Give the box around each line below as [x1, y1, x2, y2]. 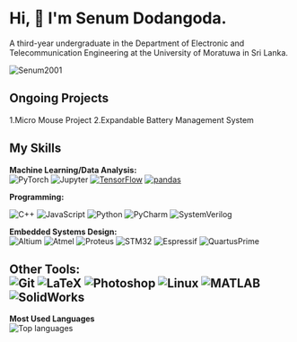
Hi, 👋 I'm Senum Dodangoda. [9, 8, 227, 29]
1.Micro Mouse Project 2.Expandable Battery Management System [9, 114, 254, 125]
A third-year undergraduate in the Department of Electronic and [9, 38, 245, 48]
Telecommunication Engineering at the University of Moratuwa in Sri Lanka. [9, 47, 289, 57]
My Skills [9, 141, 62, 156]
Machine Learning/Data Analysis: [9, 164, 137, 175]
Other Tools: [9, 261, 81, 276]
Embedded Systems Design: [9, 226, 118, 237]
